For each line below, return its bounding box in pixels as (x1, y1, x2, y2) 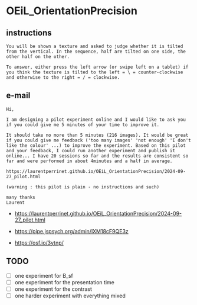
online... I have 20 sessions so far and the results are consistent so (6, 153, 189, 159)
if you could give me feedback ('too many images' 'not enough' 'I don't (6, 137, 192, 143)
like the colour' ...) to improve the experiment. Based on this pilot (6, 142, 186, 149)
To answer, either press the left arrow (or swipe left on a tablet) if (6, 64, 189, 70)
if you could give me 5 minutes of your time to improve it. (6, 121, 160, 128)
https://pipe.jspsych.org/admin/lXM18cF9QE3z (14, 227, 129, 235)
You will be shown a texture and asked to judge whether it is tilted (6, 43, 183, 49)
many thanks (6, 194, 35, 200)
